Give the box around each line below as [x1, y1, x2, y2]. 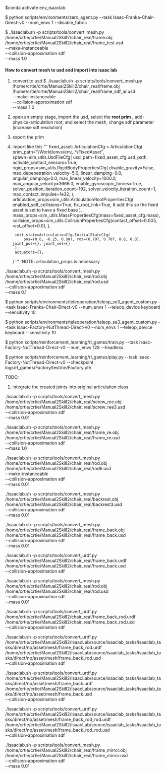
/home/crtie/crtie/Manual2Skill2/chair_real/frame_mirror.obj [5, 747, 127, 753]
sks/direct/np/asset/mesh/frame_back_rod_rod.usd [5, 727, 110, 733]
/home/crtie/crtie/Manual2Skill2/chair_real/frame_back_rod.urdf [5, 614, 136, 620]
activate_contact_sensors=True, [12, 159, 78, 166]
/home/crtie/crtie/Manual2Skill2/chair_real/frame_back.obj [5, 527, 125, 533]
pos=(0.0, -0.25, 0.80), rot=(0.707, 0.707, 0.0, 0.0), [23, 237, 142, 242]
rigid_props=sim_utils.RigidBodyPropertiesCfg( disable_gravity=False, [12, 165, 155, 171]
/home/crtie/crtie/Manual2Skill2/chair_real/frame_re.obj [5, 429, 119, 435]
